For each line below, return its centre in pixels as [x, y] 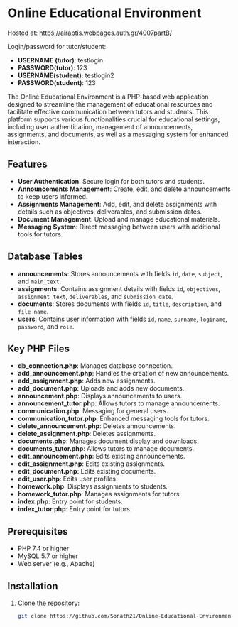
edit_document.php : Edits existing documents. [87, 471]
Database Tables [45, 257]
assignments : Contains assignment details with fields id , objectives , [119, 288]
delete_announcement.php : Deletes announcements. [97, 426]
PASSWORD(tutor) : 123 [52, 67]
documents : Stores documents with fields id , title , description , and [120, 304]
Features [27, 164]
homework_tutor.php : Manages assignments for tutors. [99, 494]
